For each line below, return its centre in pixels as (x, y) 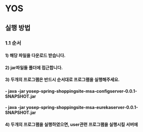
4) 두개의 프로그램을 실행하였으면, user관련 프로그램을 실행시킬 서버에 (71, 125)
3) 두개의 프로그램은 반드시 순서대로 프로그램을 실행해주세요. (62, 80)
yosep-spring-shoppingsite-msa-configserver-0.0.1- (82, 91)
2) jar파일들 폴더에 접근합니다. (34, 67)
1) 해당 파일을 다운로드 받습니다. (35, 55)
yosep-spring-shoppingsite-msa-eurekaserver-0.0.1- (82, 108)
